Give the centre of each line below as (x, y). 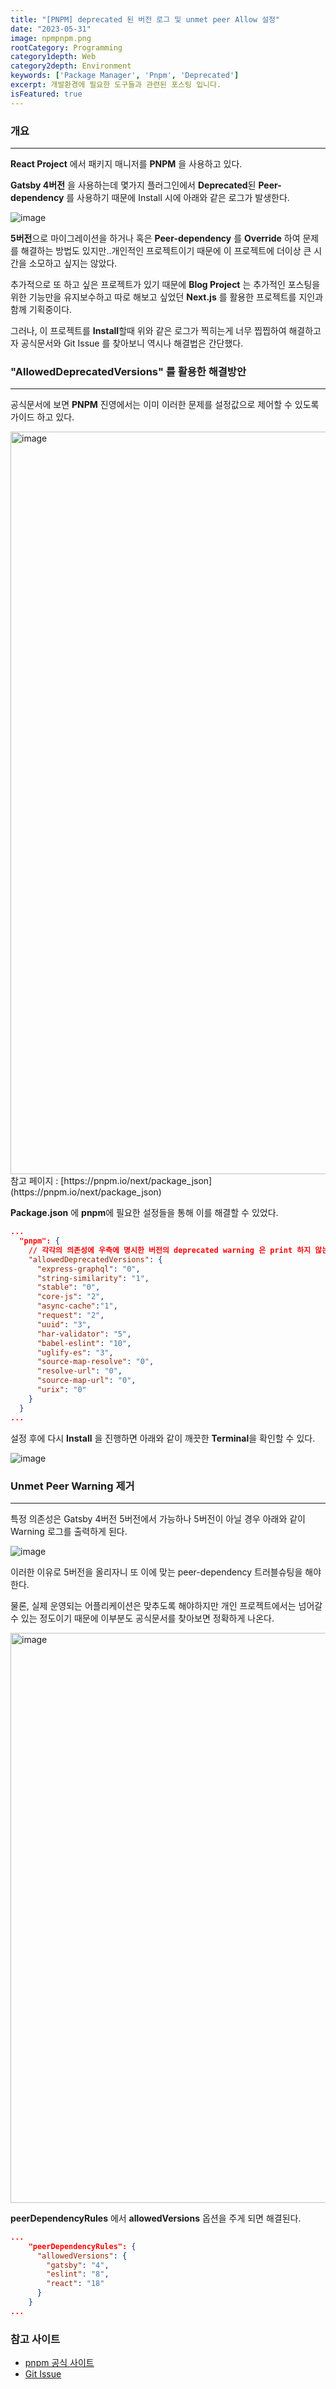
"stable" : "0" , (68, 1287)
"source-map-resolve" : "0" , (95, 1362)
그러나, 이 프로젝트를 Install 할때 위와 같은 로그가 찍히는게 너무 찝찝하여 (148, 330)
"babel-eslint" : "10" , (84, 1343)
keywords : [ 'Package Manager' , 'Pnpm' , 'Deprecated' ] (125, 76)
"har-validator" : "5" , (84, 1334)
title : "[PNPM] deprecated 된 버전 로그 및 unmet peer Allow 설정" (145, 19)
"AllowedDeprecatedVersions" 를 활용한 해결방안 (128, 371)
